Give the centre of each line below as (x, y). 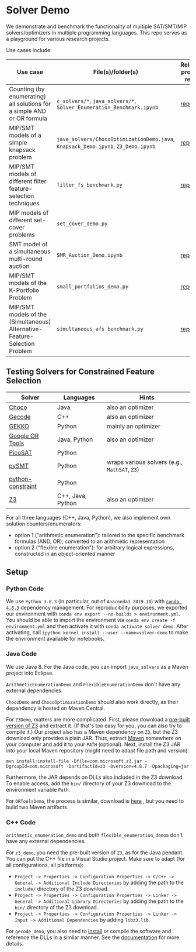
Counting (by (27, 89)
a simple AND (28, 111)
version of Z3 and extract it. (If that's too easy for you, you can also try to (94, 726)
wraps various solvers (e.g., (145, 462)
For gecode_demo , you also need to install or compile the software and (89, 932)
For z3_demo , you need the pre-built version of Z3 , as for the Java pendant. (95, 853)
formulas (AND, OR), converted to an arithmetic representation (90, 541)
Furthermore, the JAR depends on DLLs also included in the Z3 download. (95, 777)
